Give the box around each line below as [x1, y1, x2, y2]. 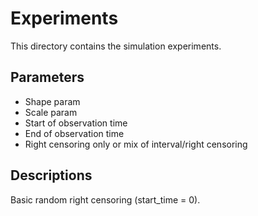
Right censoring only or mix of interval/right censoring [24, 138, 248, 150]
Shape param [24, 95, 81, 107]
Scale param [24, 106, 78, 118]
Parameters [10, 69, 85, 86]
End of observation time [24, 127, 125, 139]
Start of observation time [24, 117, 128, 129]
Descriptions [10, 167, 93, 184]
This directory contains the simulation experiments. [10, 40, 222, 52]
